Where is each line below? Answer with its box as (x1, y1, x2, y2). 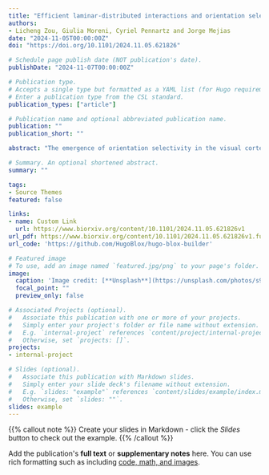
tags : (8, 181, 26, 189)
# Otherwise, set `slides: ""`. (8, 395, 124, 404)
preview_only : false (15, 292, 84, 300)
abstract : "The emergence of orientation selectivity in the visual (8, 144, 242, 152)
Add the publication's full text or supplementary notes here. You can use (8, 449, 252, 458)
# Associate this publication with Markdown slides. (8, 373, 195, 381)
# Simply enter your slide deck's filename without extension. (8, 380, 231, 388)
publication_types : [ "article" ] (8, 100, 116, 108)
